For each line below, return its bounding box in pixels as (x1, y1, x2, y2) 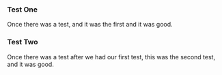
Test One (7, 5, 38, 14)
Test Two (7, 37, 39, 47)
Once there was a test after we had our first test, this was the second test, (7, 52, 216, 61)
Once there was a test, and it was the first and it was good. (7, 20, 173, 29)
